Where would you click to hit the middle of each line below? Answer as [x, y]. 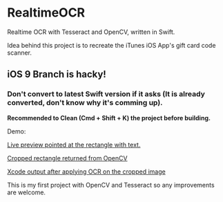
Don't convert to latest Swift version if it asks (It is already [106, 94]
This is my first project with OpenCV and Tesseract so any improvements [111, 185]
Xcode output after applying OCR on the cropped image [86, 172]
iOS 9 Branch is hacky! [57, 74]
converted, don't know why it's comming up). [85, 103]
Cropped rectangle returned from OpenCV [67, 158]
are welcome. [27, 192]
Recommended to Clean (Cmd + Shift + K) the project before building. [109, 118]
